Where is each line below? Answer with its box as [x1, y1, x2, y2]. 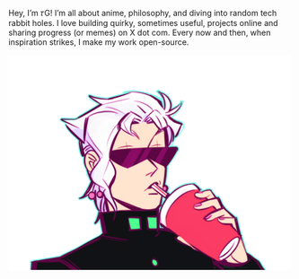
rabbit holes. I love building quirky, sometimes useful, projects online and [8, 18, 279, 28]
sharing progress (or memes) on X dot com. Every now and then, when [8, 27, 271, 38]
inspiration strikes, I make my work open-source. [8, 37, 189, 48]
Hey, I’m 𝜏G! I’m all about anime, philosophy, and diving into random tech [8, 8, 277, 18]
